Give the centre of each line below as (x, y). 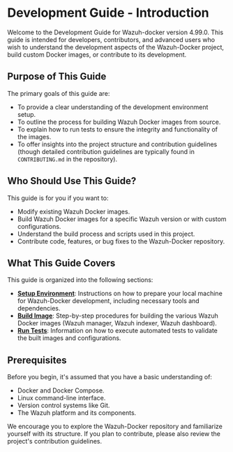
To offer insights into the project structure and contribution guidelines (117, 144)
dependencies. (39, 309)
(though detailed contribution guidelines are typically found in (106, 151)
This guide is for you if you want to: (58, 198)
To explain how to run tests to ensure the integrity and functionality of (118, 129)
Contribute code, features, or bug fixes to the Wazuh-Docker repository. (121, 241)
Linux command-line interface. (61, 398)
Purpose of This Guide (57, 77)
